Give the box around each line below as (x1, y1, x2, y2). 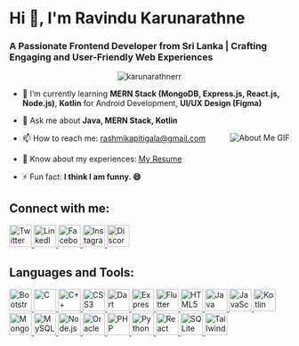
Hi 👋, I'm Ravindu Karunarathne (9, 8, 246, 29)
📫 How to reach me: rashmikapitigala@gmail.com (21, 133, 206, 144)
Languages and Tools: (9, 265, 135, 280)
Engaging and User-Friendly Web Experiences (9, 51, 214, 63)
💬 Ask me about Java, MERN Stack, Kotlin (21, 115, 178, 126)
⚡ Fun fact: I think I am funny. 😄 (21, 171, 141, 182)
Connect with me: (9, 201, 110, 216)
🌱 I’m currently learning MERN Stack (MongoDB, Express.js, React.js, (21, 88, 280, 99)
